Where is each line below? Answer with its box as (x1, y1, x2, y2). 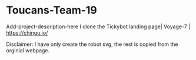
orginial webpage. (6, 46, 50, 54)
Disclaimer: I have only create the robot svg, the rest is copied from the (6, 41, 178, 48)
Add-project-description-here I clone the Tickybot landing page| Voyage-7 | (6, 23, 191, 30)
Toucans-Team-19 (6, 4, 97, 17)
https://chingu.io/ (6, 29, 48, 36)
